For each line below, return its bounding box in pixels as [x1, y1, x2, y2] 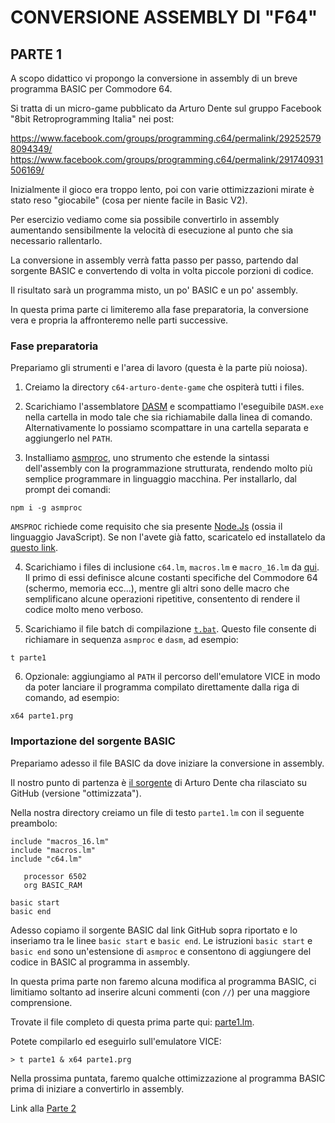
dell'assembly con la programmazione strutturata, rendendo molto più [24, 462, 313, 475]
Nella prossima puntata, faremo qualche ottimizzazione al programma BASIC [10, 1072, 326, 1084]
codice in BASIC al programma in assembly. [10, 956, 190, 968]
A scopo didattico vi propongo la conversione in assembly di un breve [10, 72, 298, 84]
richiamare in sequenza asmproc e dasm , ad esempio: [24, 634, 239, 646]
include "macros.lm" [10, 845, 97, 855]
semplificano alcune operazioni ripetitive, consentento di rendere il [24, 593, 300, 605]
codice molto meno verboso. [24, 604, 144, 616]
